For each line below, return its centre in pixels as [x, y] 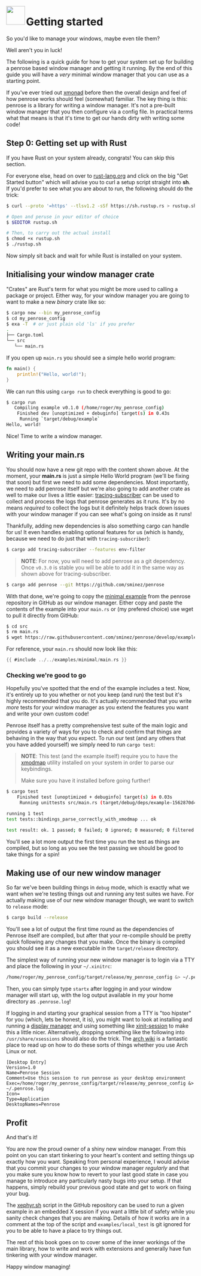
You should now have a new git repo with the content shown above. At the [98, 469]
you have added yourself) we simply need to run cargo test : [81, 745]
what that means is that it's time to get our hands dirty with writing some [95, 118]
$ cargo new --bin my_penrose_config [53, 313]
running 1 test [25, 813]
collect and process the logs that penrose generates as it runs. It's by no [95, 501]
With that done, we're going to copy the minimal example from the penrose [98, 596]
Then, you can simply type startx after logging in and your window [89, 989]
